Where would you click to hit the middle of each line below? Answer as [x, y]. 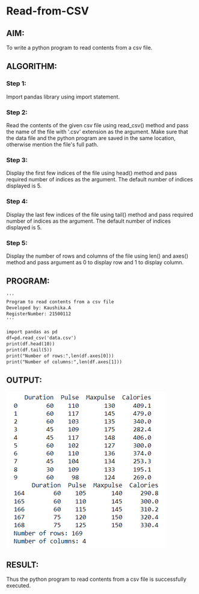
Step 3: [17, 160]
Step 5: [17, 243]
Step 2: [17, 112]
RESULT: [23, 565]
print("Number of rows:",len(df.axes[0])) [60, 356]
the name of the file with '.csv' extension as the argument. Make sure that [97, 132]
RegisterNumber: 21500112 [38, 314]
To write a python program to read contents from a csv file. [79, 47]
